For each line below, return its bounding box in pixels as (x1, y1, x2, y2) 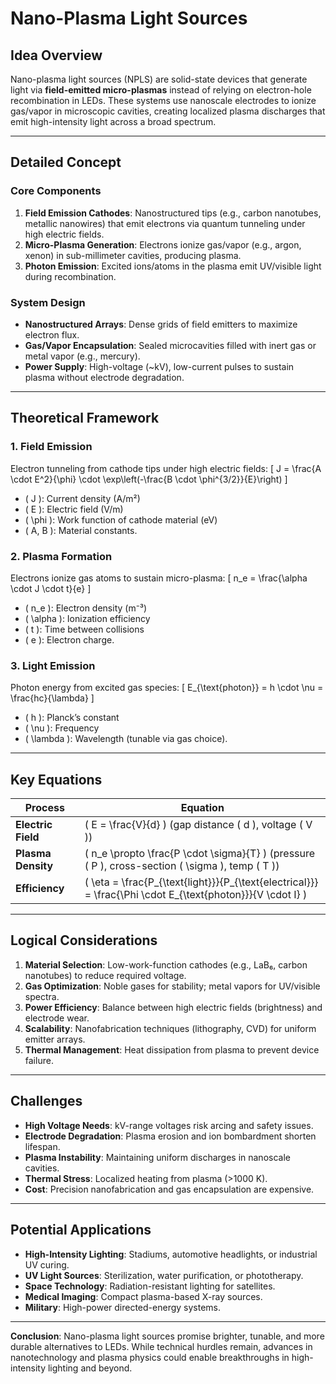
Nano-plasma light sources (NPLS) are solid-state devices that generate (10, 73, 308, 85)
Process (24, 801, 65, 815)
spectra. (24, 990, 60, 1002)
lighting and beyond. (47, 1362, 133, 1374)
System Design (10, 295, 86, 309)
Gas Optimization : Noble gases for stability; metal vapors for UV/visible (24, 980, 321, 992)
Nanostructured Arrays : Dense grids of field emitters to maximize (24, 318, 298, 330)
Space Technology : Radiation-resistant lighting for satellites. (24, 1280, 276, 1292)
